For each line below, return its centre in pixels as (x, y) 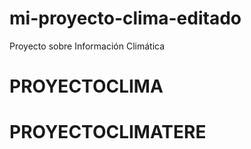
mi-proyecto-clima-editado (125, 18)
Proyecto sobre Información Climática (87, 46)
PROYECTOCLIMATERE (108, 132)
